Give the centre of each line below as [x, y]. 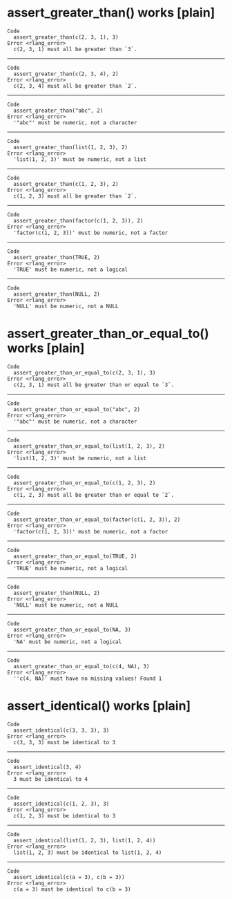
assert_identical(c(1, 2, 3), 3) [61, 804]
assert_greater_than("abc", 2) [58, 111]
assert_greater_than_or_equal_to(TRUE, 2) [75, 556]
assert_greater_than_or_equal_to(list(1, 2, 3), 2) [89, 446]
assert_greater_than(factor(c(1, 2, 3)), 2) [78, 220]
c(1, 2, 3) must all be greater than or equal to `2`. [94, 495]
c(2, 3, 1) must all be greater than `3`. [75, 49]
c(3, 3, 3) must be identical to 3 [65, 742]
